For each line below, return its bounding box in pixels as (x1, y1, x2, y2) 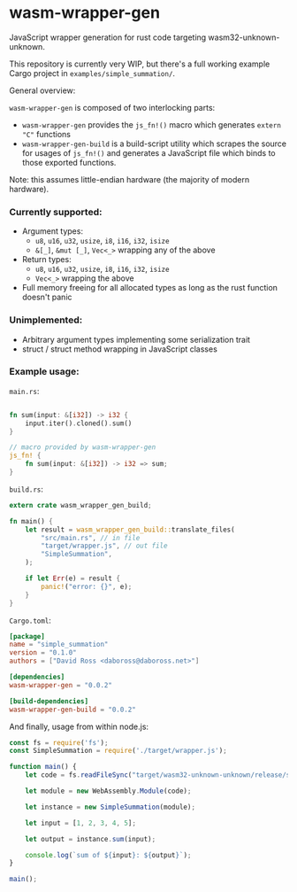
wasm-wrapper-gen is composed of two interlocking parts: (9, 102, 216, 112)
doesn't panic (21, 291, 72, 303)
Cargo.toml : (9, 615, 51, 625)
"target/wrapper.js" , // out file (41, 541, 168, 551)
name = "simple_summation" (9, 640, 109, 649)
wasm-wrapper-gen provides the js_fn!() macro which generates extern (21, 119, 281, 130)
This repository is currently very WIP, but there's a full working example (9, 58, 270, 69)
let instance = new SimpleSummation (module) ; (25, 803, 196, 811)
